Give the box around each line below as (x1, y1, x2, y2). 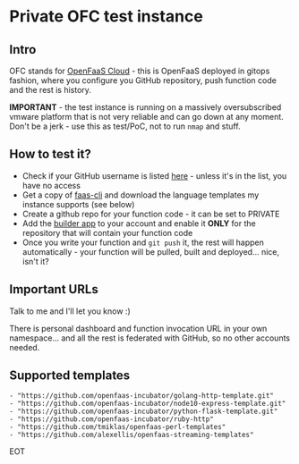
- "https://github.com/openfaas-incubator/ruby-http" (9, 415, 215, 424)
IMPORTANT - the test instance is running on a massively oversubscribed (9, 102, 282, 113)
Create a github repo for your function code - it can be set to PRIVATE (21, 208, 280, 219)
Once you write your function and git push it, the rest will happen (21, 237, 264, 248)
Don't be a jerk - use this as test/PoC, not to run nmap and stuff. (9, 121, 241, 131)
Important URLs (9, 282, 98, 297)
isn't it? (21, 256, 49, 266)
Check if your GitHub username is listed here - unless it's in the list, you (21, 170, 287, 181)
